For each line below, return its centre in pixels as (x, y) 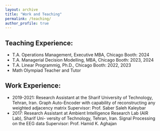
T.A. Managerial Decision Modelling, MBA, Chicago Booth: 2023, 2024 (83, 60)
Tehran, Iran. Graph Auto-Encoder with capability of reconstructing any (84, 103)
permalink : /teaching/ (28, 19)
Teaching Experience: (39, 43)
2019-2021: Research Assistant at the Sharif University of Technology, (82, 97)
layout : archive (21, 10)
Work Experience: (33, 86)
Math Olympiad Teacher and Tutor (47, 70)
